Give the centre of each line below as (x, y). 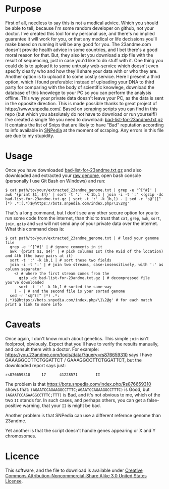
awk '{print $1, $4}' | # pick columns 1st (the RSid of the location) (87, 251)
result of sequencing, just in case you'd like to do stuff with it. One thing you (84, 60)
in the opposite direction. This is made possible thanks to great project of (81, 103)
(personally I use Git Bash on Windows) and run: (55, 181)
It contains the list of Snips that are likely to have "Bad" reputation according (84, 125)
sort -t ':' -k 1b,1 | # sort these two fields (61, 260)
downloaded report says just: (36, 365)
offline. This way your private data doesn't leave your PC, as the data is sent (84, 98)
